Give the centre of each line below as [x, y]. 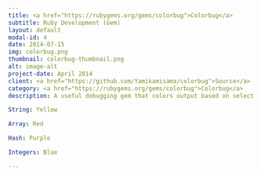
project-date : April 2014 [50, 74]
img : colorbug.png [38, 52]
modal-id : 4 [27, 37]
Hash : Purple [29, 138]
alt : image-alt [33, 67]
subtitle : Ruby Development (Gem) [65, 23]
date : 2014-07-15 [36, 45]
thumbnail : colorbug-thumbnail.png [66, 60]
